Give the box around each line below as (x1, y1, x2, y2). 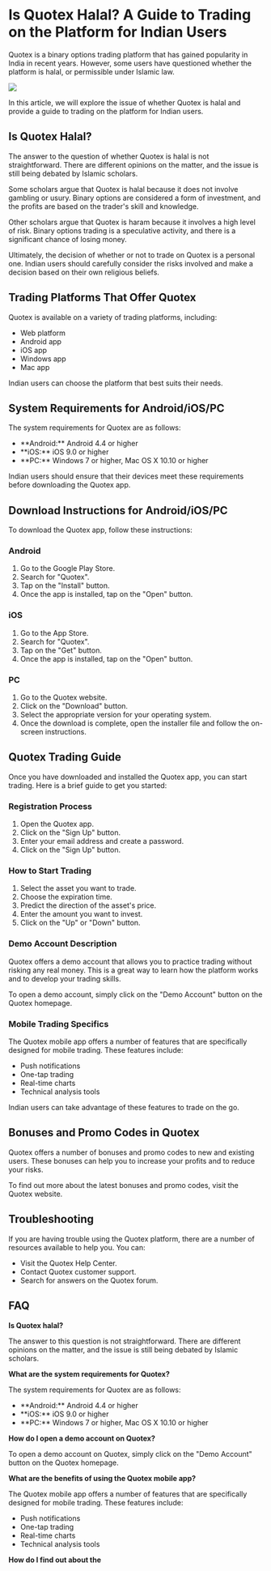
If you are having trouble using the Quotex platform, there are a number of (8, 1233, 255, 1244)
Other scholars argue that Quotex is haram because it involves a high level (8, 217, 256, 227)
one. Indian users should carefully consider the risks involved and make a (8, 258, 253, 268)
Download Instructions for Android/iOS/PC (8, 504, 228, 517)
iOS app (19, 345, 47, 355)
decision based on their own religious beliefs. (8, 267, 160, 277)
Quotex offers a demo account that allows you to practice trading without (8, 956, 252, 966)
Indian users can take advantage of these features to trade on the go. (8, 1103, 240, 1113)
